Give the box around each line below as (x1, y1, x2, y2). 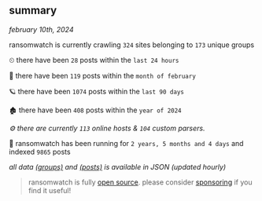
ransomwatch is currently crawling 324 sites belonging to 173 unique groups (9, 40, 255, 49)
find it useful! (28, 185, 72, 195)
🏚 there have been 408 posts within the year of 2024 (9, 105, 182, 115)
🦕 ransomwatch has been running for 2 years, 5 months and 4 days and (9, 138, 244, 148)
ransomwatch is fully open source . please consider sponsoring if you (28, 177, 253, 187)
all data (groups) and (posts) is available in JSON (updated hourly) (9, 162, 227, 171)
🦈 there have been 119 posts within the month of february (9, 71, 196, 80)
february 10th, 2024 (9, 24, 74, 34)
